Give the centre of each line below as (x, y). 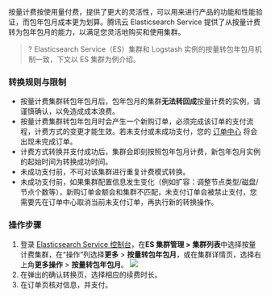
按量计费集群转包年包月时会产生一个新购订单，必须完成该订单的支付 (133, 121)
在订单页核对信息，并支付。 (66, 284)
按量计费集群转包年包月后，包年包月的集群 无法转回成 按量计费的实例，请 (140, 101)
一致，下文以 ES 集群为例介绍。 (88, 59)
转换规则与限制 (38, 82)
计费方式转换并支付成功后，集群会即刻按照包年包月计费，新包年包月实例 (140, 152)
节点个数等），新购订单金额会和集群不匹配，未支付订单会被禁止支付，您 (138, 192)
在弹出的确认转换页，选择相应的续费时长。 (91, 274)
